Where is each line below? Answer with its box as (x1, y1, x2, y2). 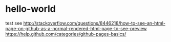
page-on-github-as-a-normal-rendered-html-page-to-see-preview (5, 25, 147, 31)
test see (5, 20, 23, 26)
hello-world (5, 3, 56, 15)
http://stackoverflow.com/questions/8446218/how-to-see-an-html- (23, 20, 165, 26)
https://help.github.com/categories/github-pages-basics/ (5, 31, 126, 37)
